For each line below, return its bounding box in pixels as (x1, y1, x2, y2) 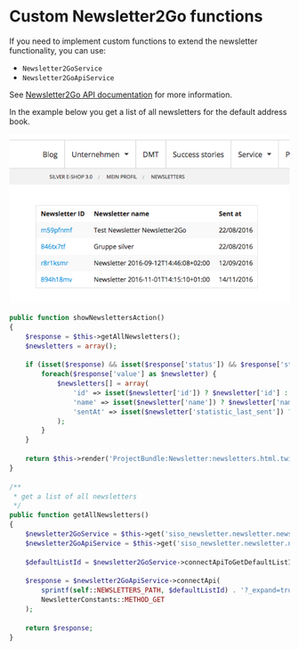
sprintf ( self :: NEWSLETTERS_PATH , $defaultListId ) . (41, 586, 238, 595)
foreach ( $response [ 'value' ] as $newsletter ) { (41, 370, 217, 379)
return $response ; (25, 623, 93, 632)
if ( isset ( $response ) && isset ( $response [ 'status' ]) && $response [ (25, 360, 280, 369)
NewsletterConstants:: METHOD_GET (41, 596, 166, 605)
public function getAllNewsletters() (9, 511, 149, 520)
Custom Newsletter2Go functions (9, 6, 263, 27)
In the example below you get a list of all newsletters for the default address (9, 106, 287, 117)
